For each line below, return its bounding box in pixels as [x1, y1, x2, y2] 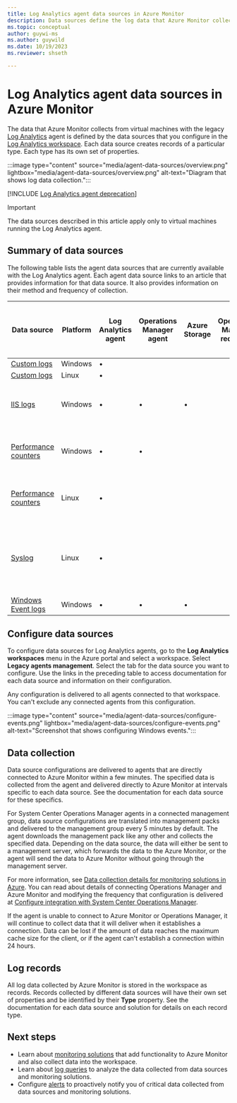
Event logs [11, 604, 46, 614]
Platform [61, 325, 92, 334]
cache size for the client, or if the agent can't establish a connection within [7, 934, 224, 943]
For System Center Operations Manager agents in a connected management [7, 809, 229, 818]
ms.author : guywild [7, 37, 65, 44]
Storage [183, 329, 212, 339]
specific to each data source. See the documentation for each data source [7, 788, 224, 797]
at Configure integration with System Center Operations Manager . [7, 898, 198, 907]
